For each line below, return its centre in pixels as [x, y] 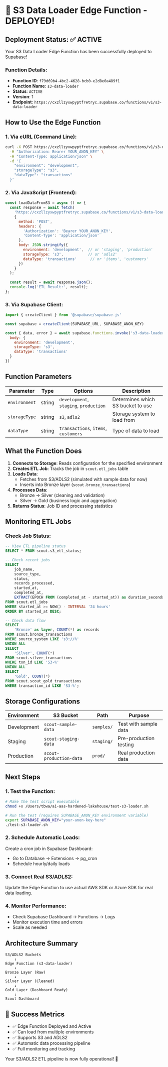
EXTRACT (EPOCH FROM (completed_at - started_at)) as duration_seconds [89, 598]
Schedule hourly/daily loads [41, 864]
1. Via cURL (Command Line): [41, 137]
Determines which [133, 399]
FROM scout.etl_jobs [27, 602]
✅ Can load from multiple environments [53, 1032]
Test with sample [137, 724]
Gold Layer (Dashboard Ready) [37, 990]
